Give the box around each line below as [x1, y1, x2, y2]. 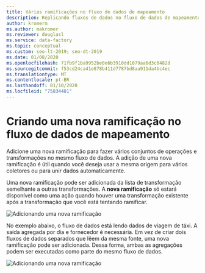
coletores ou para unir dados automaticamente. [6, 167, 126, 174]
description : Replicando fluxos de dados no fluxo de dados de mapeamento [6, 15, 201, 21]
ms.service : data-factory [6, 37, 72, 43]
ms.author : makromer [6, 26, 59, 32]
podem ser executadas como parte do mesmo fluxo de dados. [6, 247, 163, 255]
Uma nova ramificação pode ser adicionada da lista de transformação [6, 179, 182, 186]
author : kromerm [6, 20, 48, 26]
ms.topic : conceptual [6, 43, 62, 49]
